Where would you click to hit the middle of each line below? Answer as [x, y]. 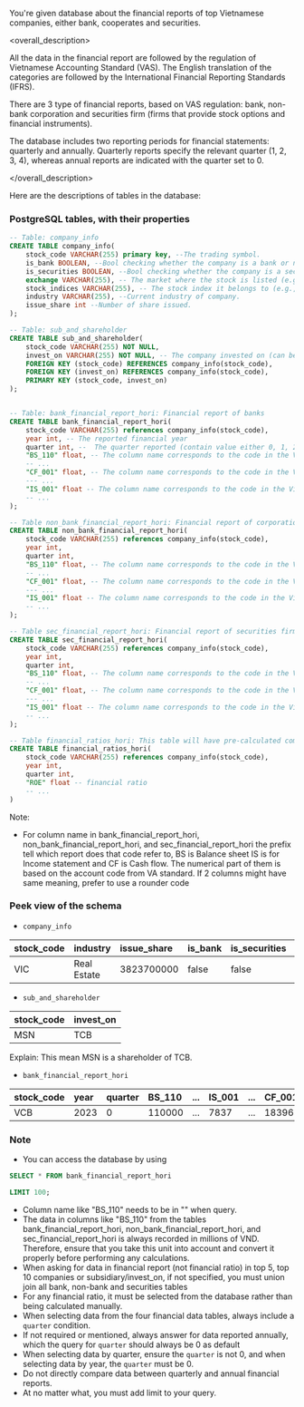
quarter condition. [57, 1325]
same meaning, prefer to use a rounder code [106, 882]
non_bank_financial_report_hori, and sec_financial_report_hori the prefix [157, 844]
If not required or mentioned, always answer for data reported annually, [156, 1334]
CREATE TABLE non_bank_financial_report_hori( [99, 531]
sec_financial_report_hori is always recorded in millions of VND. [141, 1238]
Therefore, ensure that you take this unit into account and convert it [148, 1248]
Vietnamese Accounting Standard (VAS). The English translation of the [141, 68]
